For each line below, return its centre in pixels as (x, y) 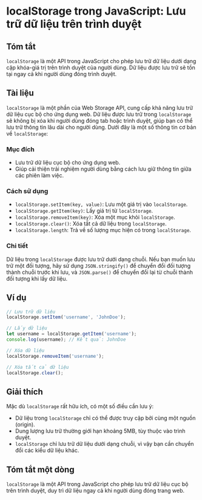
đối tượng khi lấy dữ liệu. (37, 278)
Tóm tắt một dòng (40, 469)
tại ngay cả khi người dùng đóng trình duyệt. (62, 74)
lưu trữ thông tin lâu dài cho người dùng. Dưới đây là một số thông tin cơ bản (101, 127)
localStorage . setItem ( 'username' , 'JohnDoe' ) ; (66, 317)
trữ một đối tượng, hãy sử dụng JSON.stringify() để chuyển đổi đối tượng (99, 265)
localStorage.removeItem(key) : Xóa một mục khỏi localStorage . (95, 217)
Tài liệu (20, 93)
